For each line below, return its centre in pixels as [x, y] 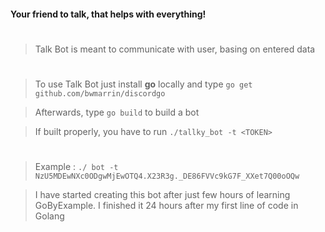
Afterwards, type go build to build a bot [117, 112]
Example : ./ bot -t [76, 167]
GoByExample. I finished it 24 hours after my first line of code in [166, 206]
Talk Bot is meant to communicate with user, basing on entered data [175, 49]
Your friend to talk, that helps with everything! [108, 14]
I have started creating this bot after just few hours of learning [162, 195]
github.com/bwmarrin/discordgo [100, 93]
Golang [49, 216]
